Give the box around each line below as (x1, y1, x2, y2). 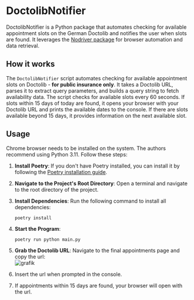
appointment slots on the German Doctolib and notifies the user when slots (6, 29, 187, 36)
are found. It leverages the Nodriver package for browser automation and (6, 36, 183, 43)
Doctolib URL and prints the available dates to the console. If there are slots (6, 105, 189, 112)
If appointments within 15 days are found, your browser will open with (14, 282, 183, 289)
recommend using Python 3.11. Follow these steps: (6, 151, 128, 158)
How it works (6, 59, 55, 69)
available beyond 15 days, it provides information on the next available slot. (6, 112, 187, 119)
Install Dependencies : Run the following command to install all (14, 197, 166, 204)
